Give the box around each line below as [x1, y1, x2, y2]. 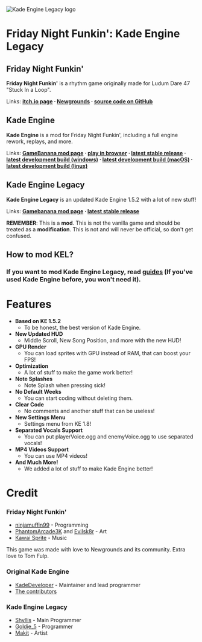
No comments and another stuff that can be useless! [24, 407, 155, 414]
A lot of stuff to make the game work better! [24, 368, 133, 376]
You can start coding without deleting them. [24, 394, 133, 402]
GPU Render [14, 343, 46, 350]
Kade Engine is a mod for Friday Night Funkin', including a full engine [6, 131, 178, 138]
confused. [6, 232, 32, 239]
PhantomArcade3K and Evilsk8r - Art [14, 528, 107, 535]
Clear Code [14, 400, 44, 408]
